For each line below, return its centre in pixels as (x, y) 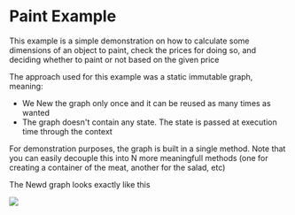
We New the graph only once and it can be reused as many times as (147, 103)
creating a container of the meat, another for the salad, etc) (117, 167)
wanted (36, 112)
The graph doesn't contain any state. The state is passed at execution (149, 122)
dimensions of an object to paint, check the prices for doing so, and (133, 50)
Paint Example (63, 16)
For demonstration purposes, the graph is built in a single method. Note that (147, 149)
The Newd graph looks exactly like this (80, 184)
